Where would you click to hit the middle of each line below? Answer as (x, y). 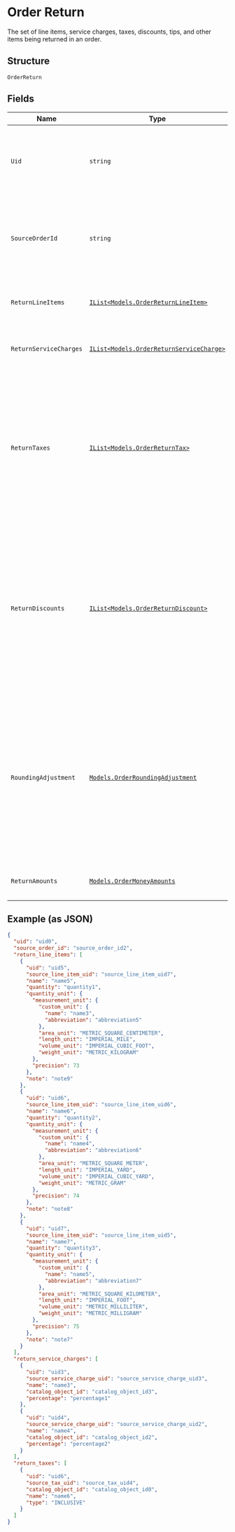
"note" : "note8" (49, 1209)
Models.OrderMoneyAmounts (133, 881)
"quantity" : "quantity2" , (63, 1117)
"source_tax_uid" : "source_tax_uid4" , (82, 1483)
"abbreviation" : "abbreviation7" (93, 1281)
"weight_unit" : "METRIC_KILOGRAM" (88, 1053)
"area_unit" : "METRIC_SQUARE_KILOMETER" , (99, 1294)
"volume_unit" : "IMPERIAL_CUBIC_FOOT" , (97, 1046)
